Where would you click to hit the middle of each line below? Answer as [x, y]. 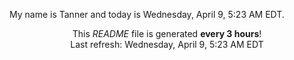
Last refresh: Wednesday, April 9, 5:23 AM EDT [167, 44]
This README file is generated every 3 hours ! [167, 33]
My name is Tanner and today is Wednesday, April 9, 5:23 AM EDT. [147, 14]
